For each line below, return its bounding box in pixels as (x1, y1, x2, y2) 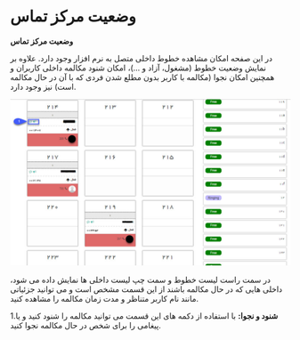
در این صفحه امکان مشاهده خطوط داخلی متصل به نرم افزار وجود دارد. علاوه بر (10, 53, 273, 63)
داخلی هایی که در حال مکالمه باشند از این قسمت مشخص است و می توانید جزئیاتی (10, 284, 283, 295)
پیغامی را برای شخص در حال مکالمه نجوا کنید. (10, 320, 161, 331)
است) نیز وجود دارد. (10, 81, 77, 92)
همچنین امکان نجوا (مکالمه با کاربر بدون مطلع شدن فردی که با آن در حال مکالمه (10, 71, 275, 82)
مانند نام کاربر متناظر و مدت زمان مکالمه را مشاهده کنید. (10, 294, 199, 304)
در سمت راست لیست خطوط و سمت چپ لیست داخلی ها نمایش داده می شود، (10, 274, 271, 286)
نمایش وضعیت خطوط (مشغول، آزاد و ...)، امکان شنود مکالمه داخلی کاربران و (10, 62, 266, 73)
